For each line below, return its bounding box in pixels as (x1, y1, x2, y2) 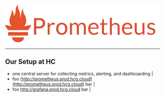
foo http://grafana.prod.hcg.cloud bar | (12, 86, 91, 92)
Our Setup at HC (5, 58, 56, 66)
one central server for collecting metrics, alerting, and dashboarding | (12, 71, 153, 76)
